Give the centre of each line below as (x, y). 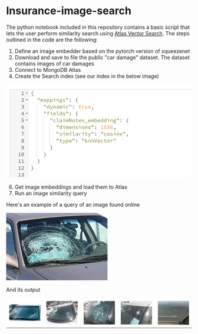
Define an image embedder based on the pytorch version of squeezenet (102, 51)
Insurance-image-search (69, 11)
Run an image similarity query (51, 193)
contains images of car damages (54, 64)
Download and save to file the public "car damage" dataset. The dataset (102, 57)
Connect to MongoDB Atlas (48, 70)
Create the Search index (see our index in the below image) (87, 76)
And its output (23, 289)
